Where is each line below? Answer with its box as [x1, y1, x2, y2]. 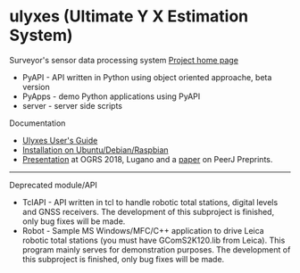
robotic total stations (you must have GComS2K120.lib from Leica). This [21, 235, 286, 245]
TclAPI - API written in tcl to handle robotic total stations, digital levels [21, 196, 279, 207]
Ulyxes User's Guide [21, 135, 98, 145]
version [21, 81, 51, 92]
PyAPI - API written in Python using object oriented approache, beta [21, 71, 272, 82]
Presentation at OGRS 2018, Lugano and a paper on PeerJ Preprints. [21, 153, 273, 164]
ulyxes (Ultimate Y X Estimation [9, 6, 249, 27]
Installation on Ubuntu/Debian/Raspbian [21, 145, 169, 155]
